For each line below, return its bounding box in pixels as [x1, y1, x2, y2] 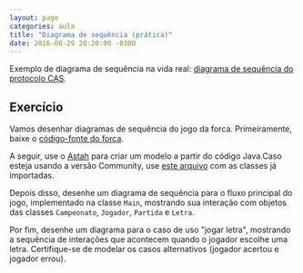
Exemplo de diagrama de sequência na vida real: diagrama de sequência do [9, 63, 294, 74]
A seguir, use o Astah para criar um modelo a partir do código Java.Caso [9, 151, 282, 161]
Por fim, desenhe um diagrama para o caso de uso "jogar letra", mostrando [9, 224, 291, 236]
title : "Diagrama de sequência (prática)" [9, 30, 173, 39]
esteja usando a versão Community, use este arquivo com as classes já [9, 161, 278, 171]
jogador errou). [9, 253, 66, 264]
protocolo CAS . [9, 73, 66, 84]
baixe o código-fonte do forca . [9, 133, 125, 144]
